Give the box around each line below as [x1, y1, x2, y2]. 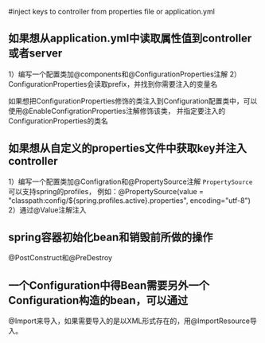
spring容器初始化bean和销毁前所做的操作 [8, 231, 213, 244]
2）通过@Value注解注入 [8, 205, 87, 214]
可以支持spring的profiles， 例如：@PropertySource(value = [8, 186, 205, 196]
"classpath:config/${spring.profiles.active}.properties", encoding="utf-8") [8, 195, 251, 205]
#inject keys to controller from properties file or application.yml [8, 7, 215, 16]
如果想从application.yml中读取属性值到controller [8, 32, 252, 45]
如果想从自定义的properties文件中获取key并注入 [8, 142, 247, 155]
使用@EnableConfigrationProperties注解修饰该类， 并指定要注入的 [8, 106, 226, 115]
